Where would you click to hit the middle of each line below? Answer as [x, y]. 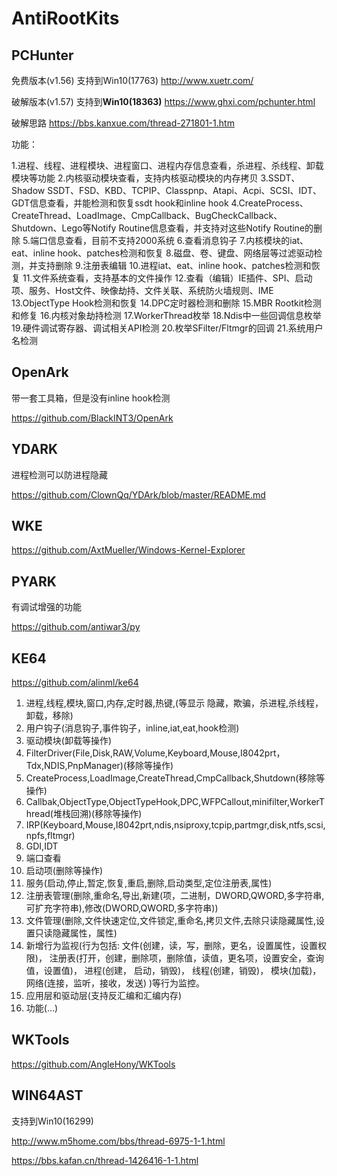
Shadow [28, 190]
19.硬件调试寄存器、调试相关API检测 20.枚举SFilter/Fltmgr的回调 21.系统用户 [167, 328]
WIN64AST [47, 1095]
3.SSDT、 [280, 178]
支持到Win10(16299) [52, 1121]
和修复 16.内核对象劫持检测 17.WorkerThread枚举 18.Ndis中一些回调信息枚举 [166, 315]
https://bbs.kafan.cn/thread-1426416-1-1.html [105, 1160]
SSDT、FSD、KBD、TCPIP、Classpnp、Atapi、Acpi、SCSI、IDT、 [185, 190]
